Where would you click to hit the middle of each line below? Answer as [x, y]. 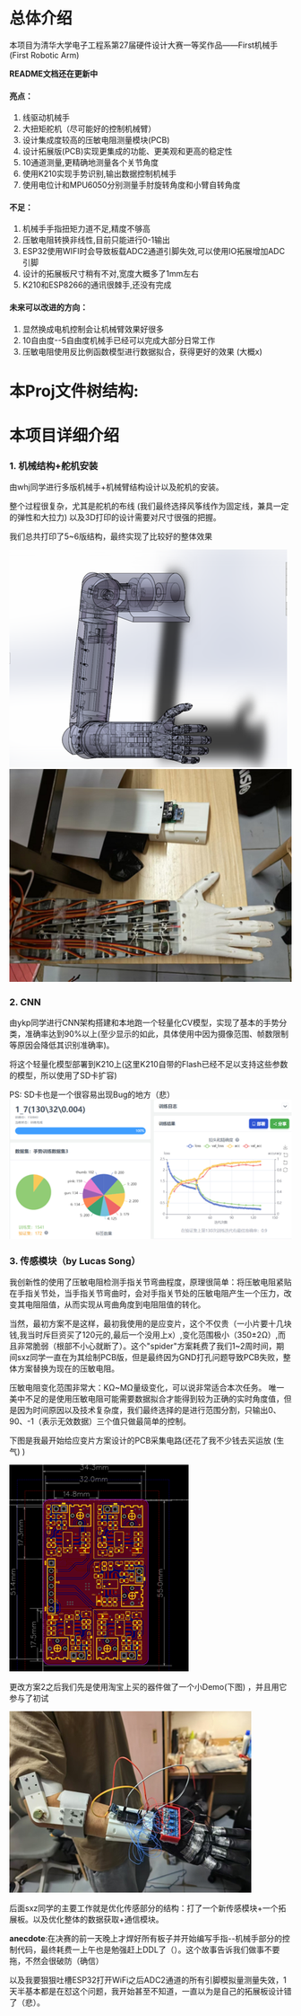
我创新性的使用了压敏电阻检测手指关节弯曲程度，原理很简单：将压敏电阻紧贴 [150, 1282]
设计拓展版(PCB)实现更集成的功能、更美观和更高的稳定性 [127, 151]
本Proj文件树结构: [74, 391]
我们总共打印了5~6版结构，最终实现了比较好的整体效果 [111, 536]
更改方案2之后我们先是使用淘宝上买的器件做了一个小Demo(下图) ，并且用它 [148, 1687]
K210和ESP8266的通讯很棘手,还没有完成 [97, 285]
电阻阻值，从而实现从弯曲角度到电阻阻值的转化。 [115, 1304]
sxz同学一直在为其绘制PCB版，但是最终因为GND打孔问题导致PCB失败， [150, 1357]
